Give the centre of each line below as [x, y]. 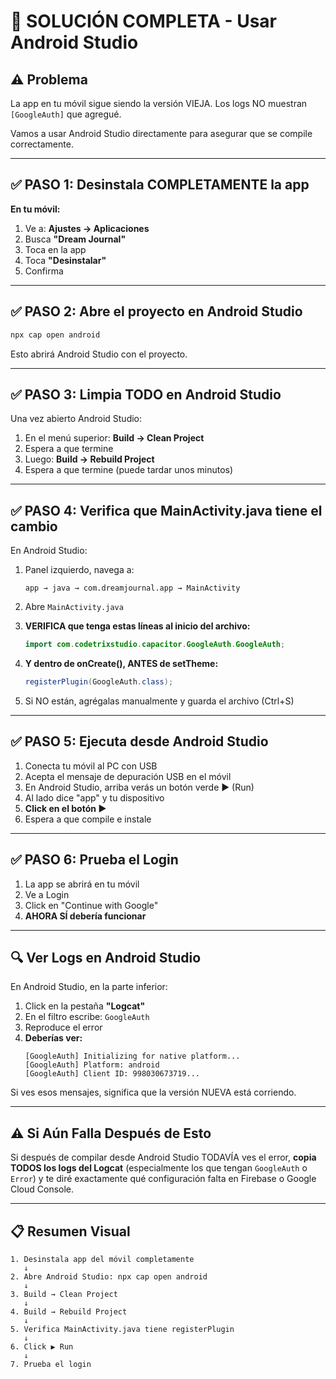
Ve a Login [47, 894]
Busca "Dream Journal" [75, 239]
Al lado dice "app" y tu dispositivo [94, 797]
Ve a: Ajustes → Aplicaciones [87, 228]
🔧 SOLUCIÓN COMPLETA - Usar [144, 21]
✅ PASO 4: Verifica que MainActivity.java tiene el [166, 510]
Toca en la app [55, 249]
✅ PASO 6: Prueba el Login [94, 860]
